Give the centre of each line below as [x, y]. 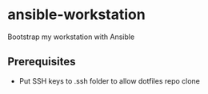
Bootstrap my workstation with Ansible [71, 37]
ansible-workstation [76, 15]
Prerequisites [42, 62]
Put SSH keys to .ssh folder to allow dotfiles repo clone [110, 80]
